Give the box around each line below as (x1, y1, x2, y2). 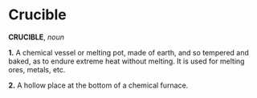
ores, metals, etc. (8, 64, 66, 74)
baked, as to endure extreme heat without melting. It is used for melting (8, 56, 245, 66)
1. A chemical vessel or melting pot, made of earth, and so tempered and (8, 47, 249, 57)
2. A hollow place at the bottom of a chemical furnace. (8, 80, 189, 90)
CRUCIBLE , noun (8, 32, 65, 42)
